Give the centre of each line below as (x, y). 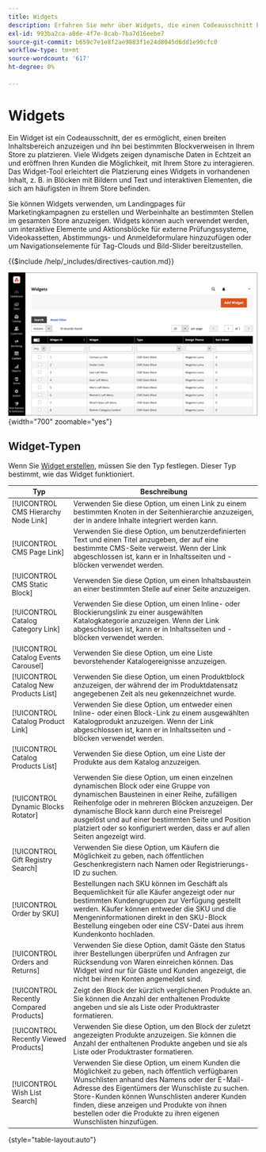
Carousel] (28, 665)
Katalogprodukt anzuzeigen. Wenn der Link (143, 722)
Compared (29, 1007)
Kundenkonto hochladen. (114, 934)
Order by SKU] (35, 913)
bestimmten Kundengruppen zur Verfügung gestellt (157, 900)
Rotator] (25, 815)
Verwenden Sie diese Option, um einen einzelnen (153, 777)
